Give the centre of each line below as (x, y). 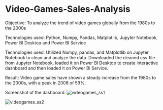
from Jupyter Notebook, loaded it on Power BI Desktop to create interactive (82, 63)
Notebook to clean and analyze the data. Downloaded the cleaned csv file (80, 57)
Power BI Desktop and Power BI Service (46, 42)
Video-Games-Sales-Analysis (68, 9)
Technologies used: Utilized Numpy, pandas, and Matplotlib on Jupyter (77, 52)
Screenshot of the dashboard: (35, 92)
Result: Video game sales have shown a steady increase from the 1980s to (81, 77)
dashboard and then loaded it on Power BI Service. (57, 68)
